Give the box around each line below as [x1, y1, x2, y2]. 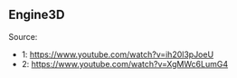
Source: [8, 31, 38, 42]
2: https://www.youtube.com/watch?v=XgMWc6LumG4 [21, 58, 228, 69]
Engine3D [8, 7, 65, 23]
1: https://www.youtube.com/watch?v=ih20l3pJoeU [21, 49, 214, 60]
